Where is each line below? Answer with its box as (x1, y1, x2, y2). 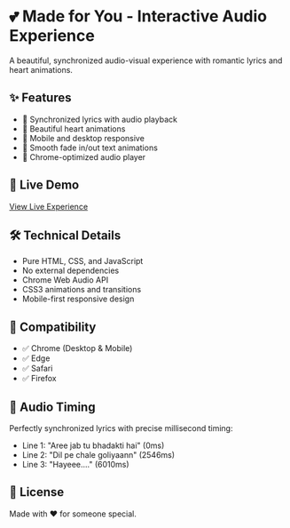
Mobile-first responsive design (21, 293, 135, 304)
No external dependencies (21, 265, 120, 276)
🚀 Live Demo (9, 178, 80, 193)
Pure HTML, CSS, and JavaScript (21, 256, 144, 267)
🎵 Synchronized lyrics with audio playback (21, 114, 177, 124)
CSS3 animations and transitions (21, 284, 142, 295)
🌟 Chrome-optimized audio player (21, 151, 146, 162)
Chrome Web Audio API (21, 275, 109, 285)
